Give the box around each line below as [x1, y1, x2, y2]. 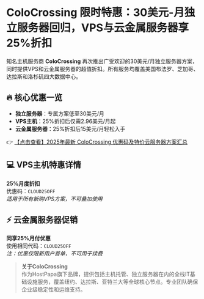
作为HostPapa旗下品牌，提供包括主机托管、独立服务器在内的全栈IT [21, 270, 191, 278]
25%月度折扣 [6, 180, 40, 187]
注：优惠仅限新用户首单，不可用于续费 [6, 250, 103, 257]
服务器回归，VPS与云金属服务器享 [17, 21, 189, 35]
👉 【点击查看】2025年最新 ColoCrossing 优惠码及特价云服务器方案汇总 [6, 138, 188, 146]
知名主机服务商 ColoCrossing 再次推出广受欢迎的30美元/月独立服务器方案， [6, 57, 199, 65]
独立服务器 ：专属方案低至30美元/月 [15, 109, 105, 117]
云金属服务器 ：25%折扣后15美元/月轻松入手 [15, 125, 126, 132]
